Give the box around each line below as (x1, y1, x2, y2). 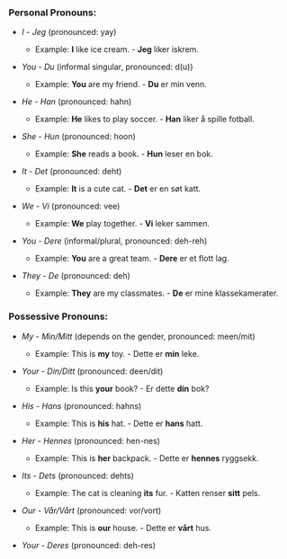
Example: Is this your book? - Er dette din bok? (34, 383, 210, 394)
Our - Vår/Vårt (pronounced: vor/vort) (21, 505, 162, 516)
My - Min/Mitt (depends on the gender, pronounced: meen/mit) (21, 331, 256, 342)
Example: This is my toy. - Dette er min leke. (34, 348, 200, 359)
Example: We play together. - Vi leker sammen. (34, 218, 211, 229)
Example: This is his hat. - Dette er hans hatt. (34, 418, 203, 429)
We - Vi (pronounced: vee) (21, 200, 121, 212)
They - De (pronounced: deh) (21, 271, 131, 281)
